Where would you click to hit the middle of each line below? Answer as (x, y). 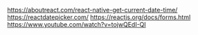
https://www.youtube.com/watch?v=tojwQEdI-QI (77, 24)
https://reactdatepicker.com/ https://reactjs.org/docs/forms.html (99, 17)
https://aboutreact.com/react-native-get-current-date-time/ (92, 10)
